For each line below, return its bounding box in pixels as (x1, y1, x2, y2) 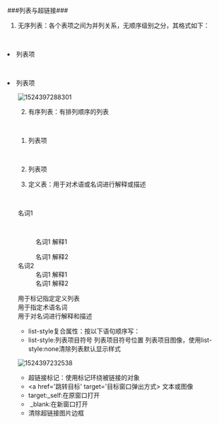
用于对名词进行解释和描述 (17, 312, 93, 320)
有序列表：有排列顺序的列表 (28, 108, 109, 115)
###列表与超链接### (7, 6, 69, 14)
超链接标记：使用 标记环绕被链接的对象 (28, 374, 140, 382)
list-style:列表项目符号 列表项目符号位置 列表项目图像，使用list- (28, 336, 213, 344)
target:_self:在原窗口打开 (28, 391, 100, 399)
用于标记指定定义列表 (17, 294, 80, 302)
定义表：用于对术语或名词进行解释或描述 (28, 180, 146, 188)
